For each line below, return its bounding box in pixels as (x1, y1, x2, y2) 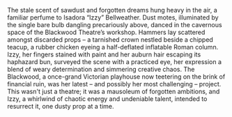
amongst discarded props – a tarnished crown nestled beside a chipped (7, 36, 214, 44)
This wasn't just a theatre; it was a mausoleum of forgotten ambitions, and (7, 87, 220, 95)
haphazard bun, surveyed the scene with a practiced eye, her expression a (7, 58, 222, 65)
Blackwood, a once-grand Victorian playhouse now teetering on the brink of (7, 72, 226, 81)
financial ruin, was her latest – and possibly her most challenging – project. (7, 80, 222, 88)
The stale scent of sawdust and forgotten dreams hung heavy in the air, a (7, 6, 217, 14)
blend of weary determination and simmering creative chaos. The (7, 65, 195, 73)
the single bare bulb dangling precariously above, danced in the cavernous (7, 21, 222, 29)
